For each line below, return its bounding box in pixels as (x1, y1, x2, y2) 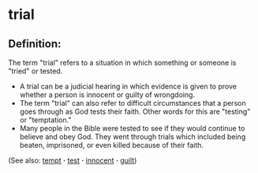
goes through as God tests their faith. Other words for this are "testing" (19, 107, 251, 116)
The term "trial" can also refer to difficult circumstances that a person (19, 99, 246, 107)
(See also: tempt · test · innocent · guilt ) (8, 156, 137, 165)
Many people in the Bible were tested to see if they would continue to (19, 124, 245, 133)
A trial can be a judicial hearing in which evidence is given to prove (19, 81, 237, 91)
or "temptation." (19, 115, 72, 124)
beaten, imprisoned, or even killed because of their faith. (19, 141, 204, 149)
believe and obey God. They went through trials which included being (19, 132, 246, 141)
